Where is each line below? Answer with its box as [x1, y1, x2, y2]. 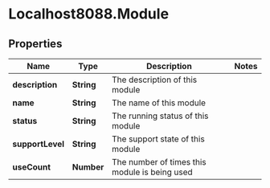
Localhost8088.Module [8, 5, 170, 23]
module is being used [111, 166, 193, 178]
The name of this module [111, 97, 207, 108]
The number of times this [111, 157, 207, 167]
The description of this [111, 74, 198, 85]
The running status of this [111, 110, 209, 121]
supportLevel [12, 138, 65, 149]
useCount [12, 161, 51, 173]
